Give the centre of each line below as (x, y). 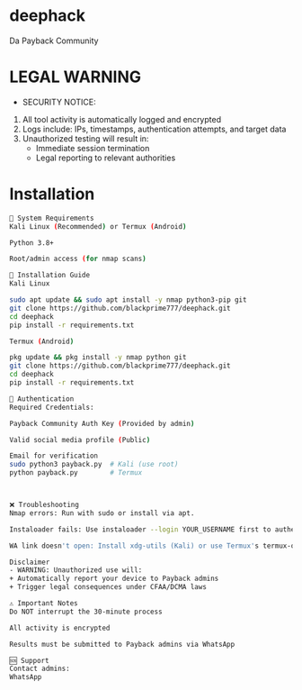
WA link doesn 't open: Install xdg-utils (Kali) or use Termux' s (134, 546)
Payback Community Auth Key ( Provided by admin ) (102, 423)
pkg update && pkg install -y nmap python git (98, 358)
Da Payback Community (54, 41)
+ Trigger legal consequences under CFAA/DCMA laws (108, 587)
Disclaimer (30, 562)
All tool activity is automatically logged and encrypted (122, 119)
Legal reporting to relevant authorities (106, 158)
